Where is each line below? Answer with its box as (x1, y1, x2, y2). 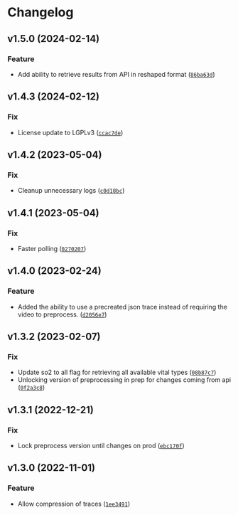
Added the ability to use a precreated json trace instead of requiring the (17, 302, 227, 311)
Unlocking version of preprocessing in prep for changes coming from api (17, 376, 232, 384)
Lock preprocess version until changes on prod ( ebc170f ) (17, 442, 185, 450)
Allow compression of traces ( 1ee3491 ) (17, 499, 131, 508)
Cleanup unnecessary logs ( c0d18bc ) (17, 186, 125, 195)
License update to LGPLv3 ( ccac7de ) (17, 128, 124, 137)
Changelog (7, 4, 74, 21)
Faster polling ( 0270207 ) (17, 244, 87, 253)
